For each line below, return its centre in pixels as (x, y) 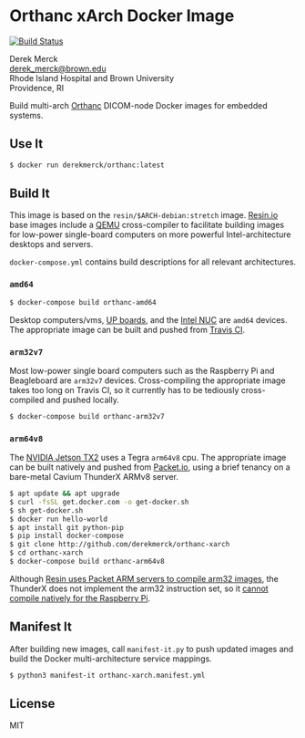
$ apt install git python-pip (67, 527)
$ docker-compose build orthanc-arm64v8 (87, 562)
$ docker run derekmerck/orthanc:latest (87, 165)
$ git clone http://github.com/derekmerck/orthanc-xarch (120, 545)
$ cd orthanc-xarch (46, 553)
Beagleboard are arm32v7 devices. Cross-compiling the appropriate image (147, 380)
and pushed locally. (83, 400)
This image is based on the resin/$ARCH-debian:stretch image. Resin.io (144, 215)
